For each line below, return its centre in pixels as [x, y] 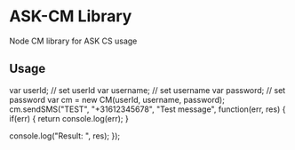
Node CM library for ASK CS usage [73, 41]
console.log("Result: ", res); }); [65, 136]
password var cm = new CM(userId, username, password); [117, 99]
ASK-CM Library [71, 16]
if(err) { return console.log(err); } [69, 118]
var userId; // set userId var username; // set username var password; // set [147, 90]
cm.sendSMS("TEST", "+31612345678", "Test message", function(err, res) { [147, 109]
